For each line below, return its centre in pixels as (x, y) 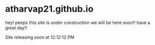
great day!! (16, 27)
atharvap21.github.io (49, 9)
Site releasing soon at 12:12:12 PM (40, 37)
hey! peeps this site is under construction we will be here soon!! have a (78, 22)
